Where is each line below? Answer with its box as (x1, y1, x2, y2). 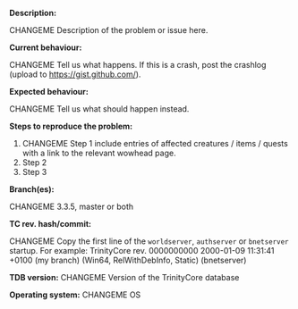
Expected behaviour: (9, 87, 89, 96)
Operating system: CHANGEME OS (9, 289, 141, 300)
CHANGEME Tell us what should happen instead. (9, 104, 190, 114)
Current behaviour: (9, 42, 82, 53)
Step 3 (21, 167, 47, 177)
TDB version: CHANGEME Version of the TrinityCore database (9, 272, 240, 282)
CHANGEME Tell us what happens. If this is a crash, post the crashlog (9, 60, 267, 70)
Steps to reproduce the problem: (9, 121, 132, 131)
